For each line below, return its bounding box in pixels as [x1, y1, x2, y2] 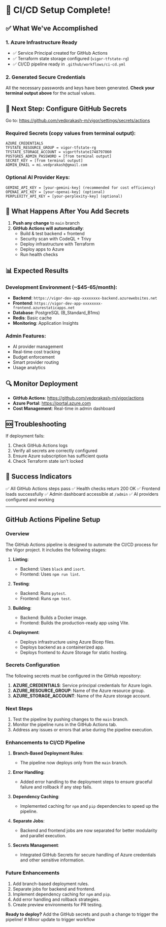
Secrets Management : [12, 842, 60, 848]
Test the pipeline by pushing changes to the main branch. [12, 717, 129, 722]
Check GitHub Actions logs [12, 443, 68, 448]
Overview [5, 530, 30, 537]
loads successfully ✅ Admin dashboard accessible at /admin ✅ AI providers [5, 491, 159, 497]
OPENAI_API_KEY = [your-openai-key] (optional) [5, 189, 105, 194]
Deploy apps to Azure [20, 246, 65, 252]
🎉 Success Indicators [5, 473, 72, 481]
